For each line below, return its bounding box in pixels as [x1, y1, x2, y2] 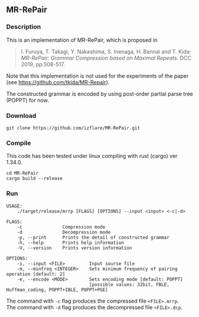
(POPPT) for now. [6, 96, 49, 103]
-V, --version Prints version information [17, 245, 133, 251]
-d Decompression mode [17, 229, 111, 235]
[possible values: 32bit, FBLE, [88, 281, 170, 288]
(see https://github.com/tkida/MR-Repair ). [6, 78, 110, 86]
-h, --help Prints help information [17, 239, 124, 246]
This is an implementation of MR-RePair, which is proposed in [6, 36, 158, 44]
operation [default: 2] [6, 271, 66, 277]
